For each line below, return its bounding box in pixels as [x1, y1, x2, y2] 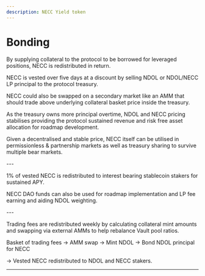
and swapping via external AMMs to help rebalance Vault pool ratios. [6, 227, 179, 234]
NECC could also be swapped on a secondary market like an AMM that [6, 92, 185, 100]
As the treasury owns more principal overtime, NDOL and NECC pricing [6, 111, 186, 118]
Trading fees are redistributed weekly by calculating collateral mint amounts [6, 220, 197, 228]
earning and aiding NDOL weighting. [6, 197, 98, 204]
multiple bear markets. [6, 148, 63, 156]
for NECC [6, 245, 31, 252]
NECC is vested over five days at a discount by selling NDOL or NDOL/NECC [6, 74, 199, 81]
